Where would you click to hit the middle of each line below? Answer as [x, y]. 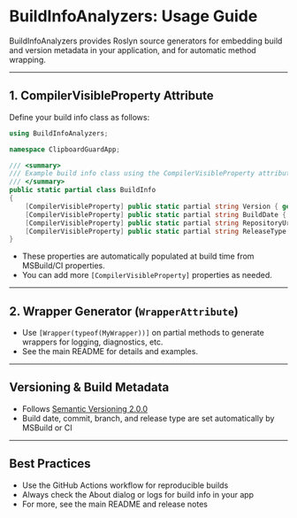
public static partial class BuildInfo [83, 190]
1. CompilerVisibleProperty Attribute [111, 96]
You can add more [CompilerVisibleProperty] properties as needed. [147, 275]
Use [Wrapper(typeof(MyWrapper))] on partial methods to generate [143, 333]
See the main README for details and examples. [110, 352]
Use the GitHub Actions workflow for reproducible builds [125, 485]
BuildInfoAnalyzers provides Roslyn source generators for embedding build [146, 41]
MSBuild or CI [47, 428]
